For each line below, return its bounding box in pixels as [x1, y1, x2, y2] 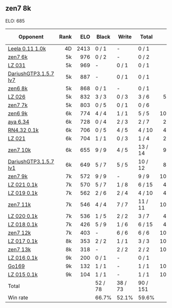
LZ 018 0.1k [8, 221, 38, 228]
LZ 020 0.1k [8, 213, 38, 220]
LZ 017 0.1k [8, 237, 38, 244]
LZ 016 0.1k [8, 254, 38, 261]
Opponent [18, 33, 44, 40]
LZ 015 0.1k [8, 271, 38, 278]
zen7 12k [8, 229, 31, 236]
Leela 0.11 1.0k [8, 45, 46, 52]
